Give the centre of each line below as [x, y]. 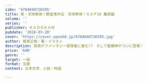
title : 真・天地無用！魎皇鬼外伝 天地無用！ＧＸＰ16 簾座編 [60, 14]
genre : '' [15, 55]
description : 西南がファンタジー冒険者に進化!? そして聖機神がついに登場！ [74, 46]
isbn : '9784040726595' [28, 10]
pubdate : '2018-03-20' [28, 32]
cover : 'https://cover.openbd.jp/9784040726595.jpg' [60, 37]
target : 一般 [18, 60]
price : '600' [18, 50]
